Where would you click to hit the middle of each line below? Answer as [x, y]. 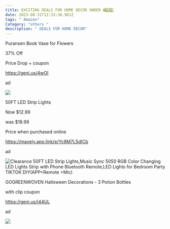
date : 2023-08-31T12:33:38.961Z [39, 15]
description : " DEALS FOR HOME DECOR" [46, 29]
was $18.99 [17, 122]
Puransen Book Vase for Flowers [39, 43]
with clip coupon [23, 192]
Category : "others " [27, 24]
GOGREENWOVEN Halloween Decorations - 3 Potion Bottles [68, 182]
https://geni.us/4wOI [27, 73]
